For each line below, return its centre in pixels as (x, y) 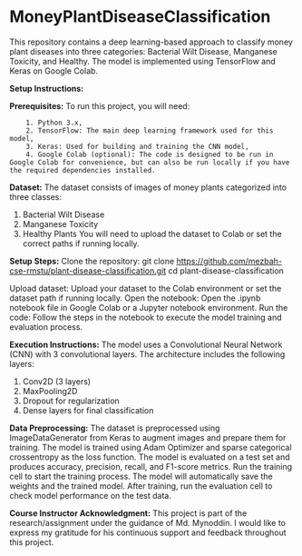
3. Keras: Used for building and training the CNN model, (137, 146)
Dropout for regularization (71, 401)
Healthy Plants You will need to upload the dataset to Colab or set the (152, 233)
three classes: (35, 196)
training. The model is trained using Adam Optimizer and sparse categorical (151, 447)
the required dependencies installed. (83, 170)
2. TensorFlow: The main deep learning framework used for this (150, 130)
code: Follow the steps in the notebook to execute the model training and (146, 317)
